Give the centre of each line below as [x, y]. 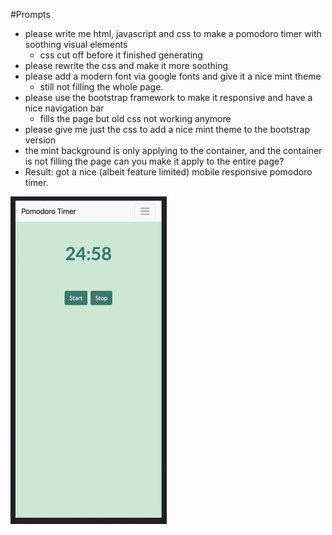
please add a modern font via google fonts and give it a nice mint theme [173, 76]
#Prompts [30, 14]
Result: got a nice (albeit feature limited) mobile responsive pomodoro [168, 172]
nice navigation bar [64, 108]
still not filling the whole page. [101, 87]
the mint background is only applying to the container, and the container [173, 150]
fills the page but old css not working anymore [135, 118]
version [40, 140]
